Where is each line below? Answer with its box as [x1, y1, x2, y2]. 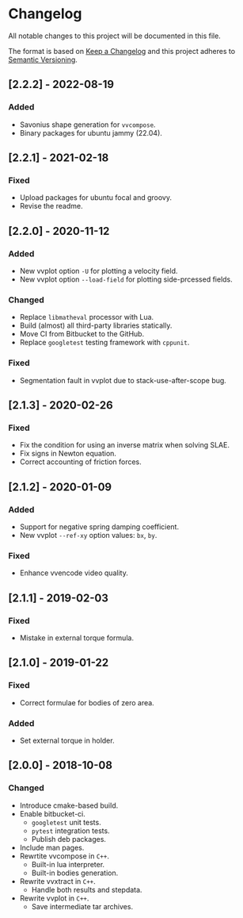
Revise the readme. [19, 202, 83, 211]
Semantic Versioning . [8, 55, 78, 64]
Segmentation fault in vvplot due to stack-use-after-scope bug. [19, 375, 227, 385]
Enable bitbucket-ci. [19, 809, 85, 818]
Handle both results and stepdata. [31, 885, 142, 894]
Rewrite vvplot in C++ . [19, 893, 89, 903]
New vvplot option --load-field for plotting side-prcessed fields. [19, 275, 234, 284]
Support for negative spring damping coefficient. [19, 521, 180, 532]
